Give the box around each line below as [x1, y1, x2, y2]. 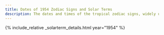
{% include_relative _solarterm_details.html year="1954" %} [5, 24, 125, 30]
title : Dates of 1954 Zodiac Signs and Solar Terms [5, 7, 112, 12]
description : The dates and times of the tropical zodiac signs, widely [5, 12, 156, 16]
